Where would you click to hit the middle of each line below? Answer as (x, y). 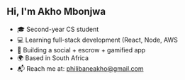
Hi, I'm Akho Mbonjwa (56, 12)
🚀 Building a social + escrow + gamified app (81, 50)
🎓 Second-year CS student (58, 29)
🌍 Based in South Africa (53, 58)
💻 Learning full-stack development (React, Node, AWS (97, 40)
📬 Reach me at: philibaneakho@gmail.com (80, 68)
